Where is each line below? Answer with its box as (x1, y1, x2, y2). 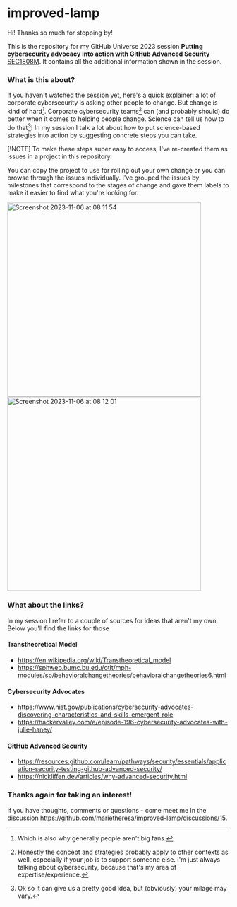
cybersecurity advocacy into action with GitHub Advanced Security (7, 50, 210, 58)
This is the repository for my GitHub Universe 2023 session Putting (7, 42, 203, 50)
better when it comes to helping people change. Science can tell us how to (7, 115, 224, 123)
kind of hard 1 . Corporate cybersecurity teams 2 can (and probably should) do (7, 106, 230, 115)
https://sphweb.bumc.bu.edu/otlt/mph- (17, 664, 132, 672)
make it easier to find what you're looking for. (7, 188, 139, 197)
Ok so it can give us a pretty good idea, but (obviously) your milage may (17, 884, 227, 892)
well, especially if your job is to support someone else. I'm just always (17, 855, 221, 864)
